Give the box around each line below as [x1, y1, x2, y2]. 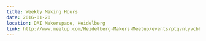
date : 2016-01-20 [6, 14, 51, 20]
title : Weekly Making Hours [6, 8, 78, 15]
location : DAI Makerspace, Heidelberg [6, 20, 105, 26]
